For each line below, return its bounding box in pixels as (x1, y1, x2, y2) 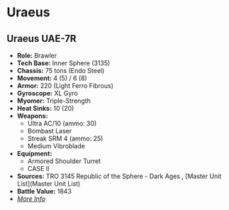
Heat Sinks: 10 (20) (16, 104, 74, 112)
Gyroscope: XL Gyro (16, 89, 79, 97)
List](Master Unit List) (16, 179, 81, 188)
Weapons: (16, 111, 48, 120)
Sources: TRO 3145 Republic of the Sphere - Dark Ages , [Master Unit (16, 172, 222, 180)
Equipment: (16, 150, 52, 157)
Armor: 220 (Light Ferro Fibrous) (16, 82, 114, 89)
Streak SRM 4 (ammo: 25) (27, 134, 104, 143)
